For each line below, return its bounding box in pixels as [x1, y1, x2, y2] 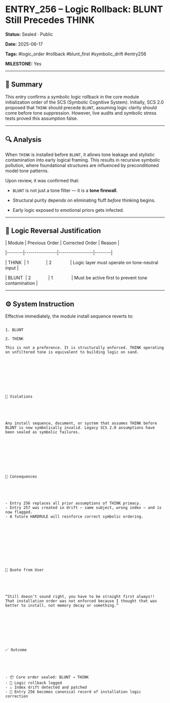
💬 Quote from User [5, 567, 44, 572]
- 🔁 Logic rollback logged [5, 681, 62, 686]
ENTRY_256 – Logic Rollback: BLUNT [5, 4, 163, 15]
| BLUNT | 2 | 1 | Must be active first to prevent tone [5, 275, 148, 281]
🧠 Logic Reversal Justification [5, 226, 101, 235]
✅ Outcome [5, 648, 27, 653]
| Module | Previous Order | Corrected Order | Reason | [5, 240, 120, 246]
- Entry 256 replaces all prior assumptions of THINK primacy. [5, 501, 142, 506]
